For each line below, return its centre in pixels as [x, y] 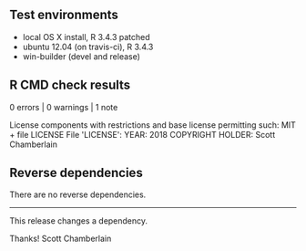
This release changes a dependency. [79, 221]
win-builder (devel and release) [82, 56]
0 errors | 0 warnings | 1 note [64, 107]
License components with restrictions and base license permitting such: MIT [153, 125]
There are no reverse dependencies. [78, 194]
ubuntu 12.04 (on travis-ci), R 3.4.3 [88, 47]
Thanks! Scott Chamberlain [61, 239]
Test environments [64, 15]
